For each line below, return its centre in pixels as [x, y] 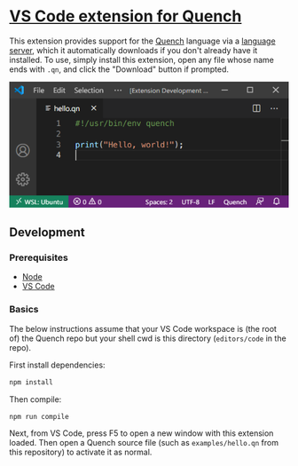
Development [47, 233]
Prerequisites [39, 257]
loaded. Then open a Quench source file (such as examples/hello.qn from [144, 443]
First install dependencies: [57, 365]
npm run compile [39, 416]
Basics [24, 310]
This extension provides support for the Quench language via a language [143, 41]
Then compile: [35, 399]
